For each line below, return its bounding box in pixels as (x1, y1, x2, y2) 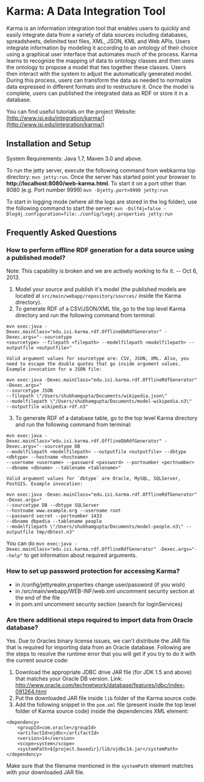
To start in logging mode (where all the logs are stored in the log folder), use (6, 197, 197, 205)
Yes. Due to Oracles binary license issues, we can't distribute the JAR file (6, 637, 190, 644)
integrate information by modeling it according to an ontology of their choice (6, 44, 198, 51)
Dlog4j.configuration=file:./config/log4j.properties (6, 211, 146, 217)
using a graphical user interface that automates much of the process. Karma (6, 50, 198, 57)
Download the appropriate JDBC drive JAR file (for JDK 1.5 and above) (15, 668, 192, 676)
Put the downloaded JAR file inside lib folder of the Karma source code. (15, 695, 198, 702)
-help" (6, 553, 23, 559)
